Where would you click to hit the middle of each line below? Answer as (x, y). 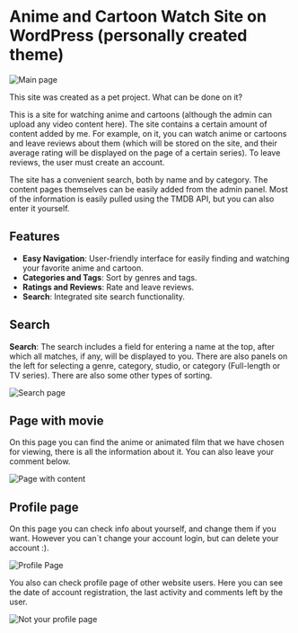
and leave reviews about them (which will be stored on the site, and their (144, 143)
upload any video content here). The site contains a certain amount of (138, 124)
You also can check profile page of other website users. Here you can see (146, 583)
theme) (37, 55)
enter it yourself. (39, 208)
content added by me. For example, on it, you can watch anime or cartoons (148, 133)
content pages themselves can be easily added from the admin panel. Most (149, 189)
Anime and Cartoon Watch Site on (138, 17)
